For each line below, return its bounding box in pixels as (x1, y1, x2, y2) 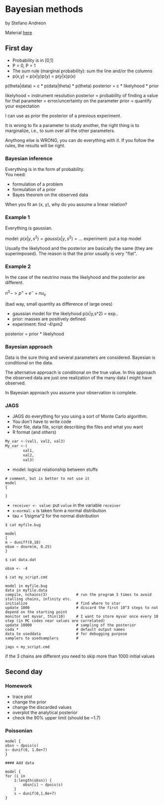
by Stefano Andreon (5, 20, 46, 26)
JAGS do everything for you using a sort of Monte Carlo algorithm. (12, 413, 148, 419)
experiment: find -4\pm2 (12, 321, 63, 327)
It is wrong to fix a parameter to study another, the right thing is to (5, 122, 140, 128)
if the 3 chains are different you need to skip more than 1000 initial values (5, 653, 155, 659)
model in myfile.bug (5, 583, 48, 588)
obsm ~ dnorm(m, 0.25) (5, 544, 52, 549)
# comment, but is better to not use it (5, 476, 90, 481)
